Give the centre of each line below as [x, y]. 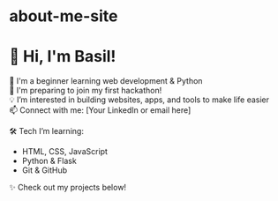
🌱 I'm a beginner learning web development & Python [106, 81]
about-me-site [64, 16]
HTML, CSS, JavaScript [65, 152]
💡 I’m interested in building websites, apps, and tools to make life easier [139, 100]
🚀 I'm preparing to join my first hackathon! [86, 91]
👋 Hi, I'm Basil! [63, 57]
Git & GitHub [45, 170]
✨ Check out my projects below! [68, 188]
